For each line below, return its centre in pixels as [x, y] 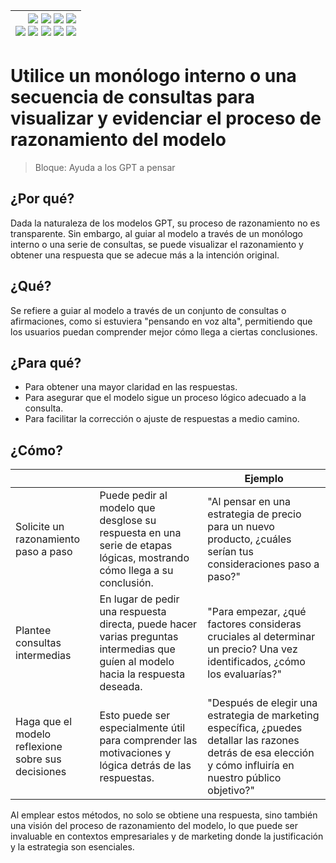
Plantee [33, 631]
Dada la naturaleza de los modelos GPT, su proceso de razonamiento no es [165, 223]
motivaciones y [135, 753]
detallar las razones [253, 741]
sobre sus [38, 759]
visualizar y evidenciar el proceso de [166, 118]
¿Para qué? [46, 362]
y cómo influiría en [251, 766]
